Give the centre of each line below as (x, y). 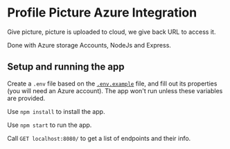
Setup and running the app (66, 67)
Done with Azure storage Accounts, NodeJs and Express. (89, 45)
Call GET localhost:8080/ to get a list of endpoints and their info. (99, 138)
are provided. (26, 98)
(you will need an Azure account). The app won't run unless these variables (115, 90)
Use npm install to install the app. (56, 111)
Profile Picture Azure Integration (102, 13)
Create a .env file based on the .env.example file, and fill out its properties (112, 83)
